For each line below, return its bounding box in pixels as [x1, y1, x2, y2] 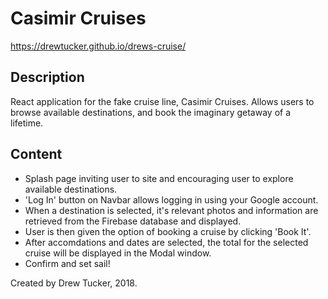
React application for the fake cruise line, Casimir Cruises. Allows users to [10, 95, 315, 107]
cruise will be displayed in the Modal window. [24, 247, 212, 259]
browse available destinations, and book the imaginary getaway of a [10, 106, 291, 118]
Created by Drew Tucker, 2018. [10, 277, 138, 289]
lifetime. [10, 117, 44, 129]
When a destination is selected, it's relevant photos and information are [24, 204, 319, 216]
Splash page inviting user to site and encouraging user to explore [24, 172, 294, 184]
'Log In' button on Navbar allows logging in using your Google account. [24, 193, 319, 206]
